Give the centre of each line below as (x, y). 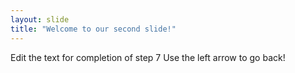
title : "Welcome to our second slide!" (93, 29)
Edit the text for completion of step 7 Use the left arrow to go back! (148, 57)
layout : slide (40, 19)
